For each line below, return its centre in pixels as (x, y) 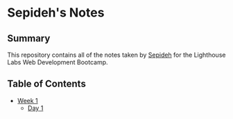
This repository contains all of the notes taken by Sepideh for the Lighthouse (116, 55)
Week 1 (27, 100)
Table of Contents (47, 84)
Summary (29, 38)
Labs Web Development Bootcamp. (58, 62)
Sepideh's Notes (56, 13)
